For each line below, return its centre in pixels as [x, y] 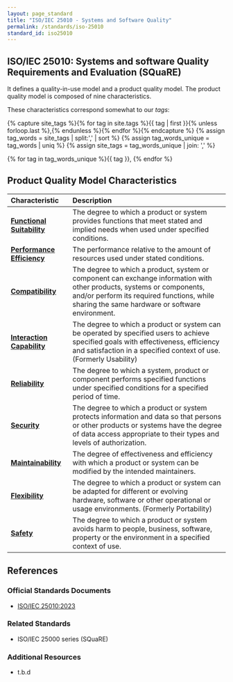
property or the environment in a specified [141, 537]
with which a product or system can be [136, 462]
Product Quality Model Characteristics [92, 181]
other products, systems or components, [139, 287]
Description [92, 200]
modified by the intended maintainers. [134, 471]
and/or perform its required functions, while [144, 295]
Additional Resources [44, 657]
